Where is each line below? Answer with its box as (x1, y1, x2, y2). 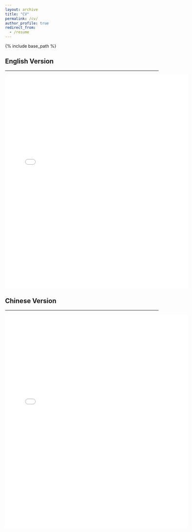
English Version (5, 57, 54, 66)
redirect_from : (5, 25, 36, 30)
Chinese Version (5, 297, 57, 305)
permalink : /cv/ (5, 16, 38, 21)
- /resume (9, 30, 29, 35)
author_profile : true (5, 20, 49, 26)
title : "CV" (5, 12, 29, 17)
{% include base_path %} (5, 43, 57, 49)
